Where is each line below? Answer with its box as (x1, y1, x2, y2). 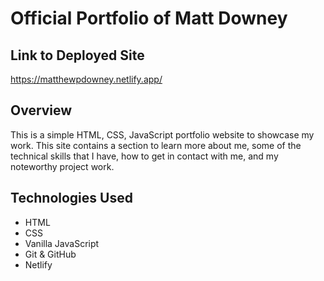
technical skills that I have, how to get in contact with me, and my (10, 150, 279, 162)
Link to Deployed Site (10, 47, 145, 64)
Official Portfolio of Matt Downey (10, 7, 288, 30)
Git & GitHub (24, 248, 77, 260)
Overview (10, 102, 73, 119)
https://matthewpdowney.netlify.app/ (10, 73, 163, 85)
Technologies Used (10, 190, 133, 207)
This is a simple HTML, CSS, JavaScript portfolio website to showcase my (10, 128, 315, 141)
